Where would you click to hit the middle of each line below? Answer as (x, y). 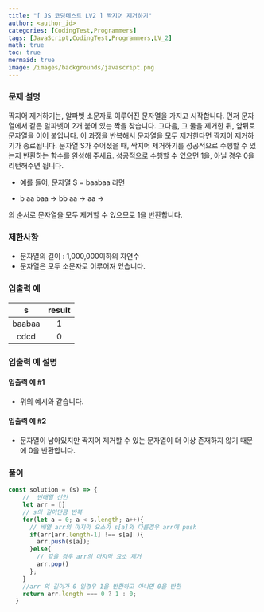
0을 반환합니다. (52, 450)
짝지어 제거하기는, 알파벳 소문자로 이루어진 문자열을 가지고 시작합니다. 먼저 (124, 116)
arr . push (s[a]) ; (64, 542)
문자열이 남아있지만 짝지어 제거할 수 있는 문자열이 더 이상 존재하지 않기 (129, 440)
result (59, 310)
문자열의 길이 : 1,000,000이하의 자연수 (80, 257)
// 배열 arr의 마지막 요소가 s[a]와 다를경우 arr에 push (113, 527)
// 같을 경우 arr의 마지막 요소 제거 (89, 557)
